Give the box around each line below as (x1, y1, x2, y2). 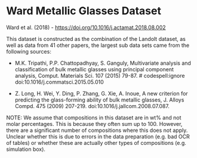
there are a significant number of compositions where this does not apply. (6, 127, 188, 134)
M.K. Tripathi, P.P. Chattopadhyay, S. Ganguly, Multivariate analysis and (14, 59, 191, 67)
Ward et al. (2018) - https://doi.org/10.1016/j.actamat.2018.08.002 (6, 24, 166, 31)
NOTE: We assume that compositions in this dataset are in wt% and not (6, 114, 181, 121)
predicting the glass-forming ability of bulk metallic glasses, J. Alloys (14, 96, 184, 103)
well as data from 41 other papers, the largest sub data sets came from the (6, 42, 190, 49)
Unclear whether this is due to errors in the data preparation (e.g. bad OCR (6, 132, 190, 140)
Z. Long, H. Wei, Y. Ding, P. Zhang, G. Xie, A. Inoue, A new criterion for (14, 90, 188, 97)
